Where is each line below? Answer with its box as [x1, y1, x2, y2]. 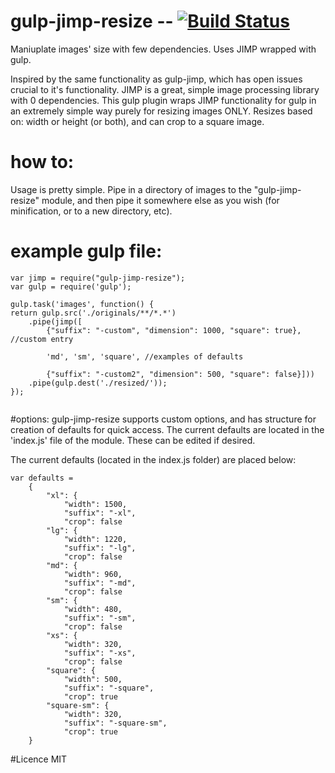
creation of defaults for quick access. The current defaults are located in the [10, 423, 325, 435]
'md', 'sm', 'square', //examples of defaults [46, 351, 244, 362]
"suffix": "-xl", [63, 508, 137, 518]
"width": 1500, [63, 499, 128, 509]
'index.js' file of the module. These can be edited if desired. [10, 434, 256, 446]
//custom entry [10, 334, 74, 344]
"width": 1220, [63, 534, 128, 544]
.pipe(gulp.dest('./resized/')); [28, 378, 168, 388]
